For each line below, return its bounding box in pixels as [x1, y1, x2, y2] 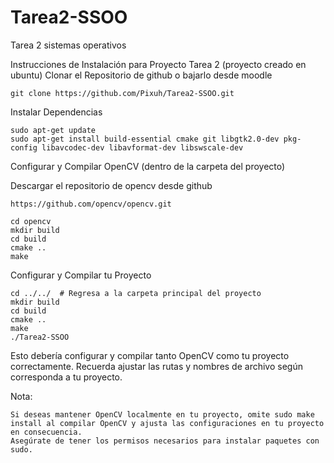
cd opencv [10, 216, 52, 226]
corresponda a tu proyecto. [10, 371, 123, 383]
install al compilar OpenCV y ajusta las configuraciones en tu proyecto [10, 418, 325, 428]
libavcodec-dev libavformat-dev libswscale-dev [41, 142, 244, 153]
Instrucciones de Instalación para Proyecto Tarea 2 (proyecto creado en [10, 58, 307, 70]
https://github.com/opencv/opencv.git [10, 199, 172, 209]
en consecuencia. [10, 427, 83, 437]
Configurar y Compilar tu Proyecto [10, 269, 152, 281]
